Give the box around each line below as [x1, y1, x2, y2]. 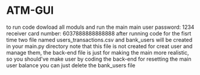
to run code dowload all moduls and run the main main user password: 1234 [6, 23, 195, 31]
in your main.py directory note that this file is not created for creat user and [6, 43, 193, 50]
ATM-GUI [6, 4, 54, 17]
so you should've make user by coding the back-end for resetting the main [6, 55, 192, 62]
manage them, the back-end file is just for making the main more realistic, [6, 49, 189, 56]
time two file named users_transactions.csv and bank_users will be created [6, 36, 193, 43]
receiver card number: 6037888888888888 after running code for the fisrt [6, 29, 192, 37]
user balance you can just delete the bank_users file [6, 61, 136, 69]
